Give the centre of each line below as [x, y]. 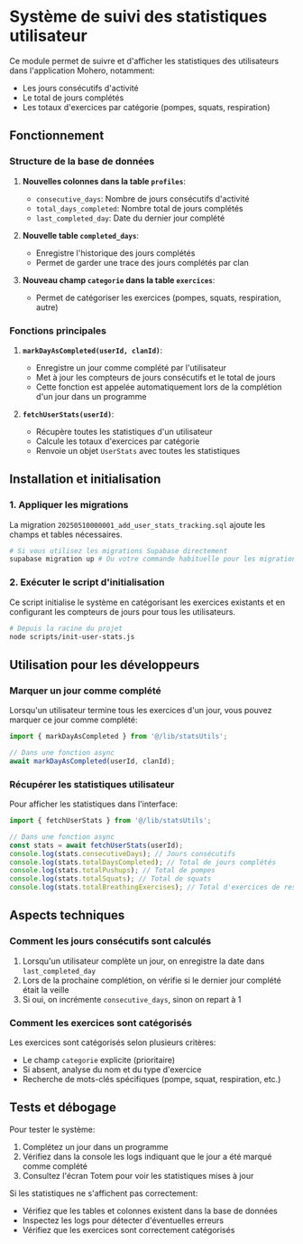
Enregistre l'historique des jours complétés [115, 253]
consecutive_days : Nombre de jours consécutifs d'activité [142, 198]
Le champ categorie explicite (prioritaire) [99, 1060]
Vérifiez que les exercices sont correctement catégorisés [129, 1230]
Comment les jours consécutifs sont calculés [110, 941]
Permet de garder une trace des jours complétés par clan [142, 262]
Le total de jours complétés [73, 98]
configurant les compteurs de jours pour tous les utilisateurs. [123, 611]
